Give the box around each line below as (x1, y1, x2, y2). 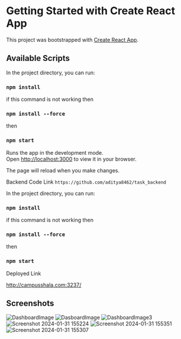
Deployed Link (6, 270, 41, 277)
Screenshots (6, 298, 54, 308)
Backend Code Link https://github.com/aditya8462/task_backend (6, 178, 167, 185)
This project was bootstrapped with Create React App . (6, 36, 139, 43)
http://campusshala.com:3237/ (6, 281, 82, 288)
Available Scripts (6, 53, 70, 63)
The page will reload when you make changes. (6, 167, 120, 174)
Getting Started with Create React (6, 4, 176, 18)
